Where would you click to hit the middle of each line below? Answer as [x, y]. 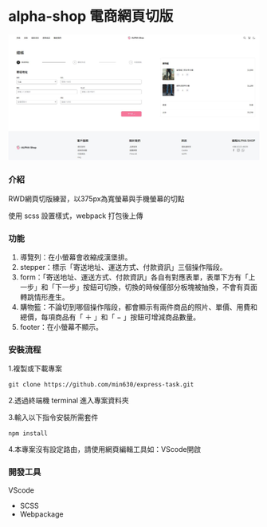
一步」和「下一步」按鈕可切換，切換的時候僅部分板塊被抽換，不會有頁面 [138, 287]
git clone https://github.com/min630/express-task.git [101, 385]
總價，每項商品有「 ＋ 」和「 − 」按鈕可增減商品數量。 [110, 317]
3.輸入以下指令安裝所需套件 [53, 418]
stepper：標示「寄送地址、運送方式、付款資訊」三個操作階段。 [123, 267]
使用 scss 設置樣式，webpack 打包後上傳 [76, 216]
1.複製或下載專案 [35, 369]
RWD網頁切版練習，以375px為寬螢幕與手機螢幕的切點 [96, 198]
